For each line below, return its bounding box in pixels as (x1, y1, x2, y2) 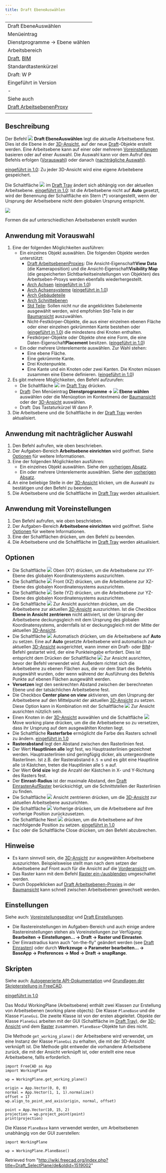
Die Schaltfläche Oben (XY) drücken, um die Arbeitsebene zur (12, 567, 146, 573)
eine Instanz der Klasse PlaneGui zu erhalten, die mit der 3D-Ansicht (5, 1038, 145, 1045)
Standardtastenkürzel (7, 63, 58, 70)
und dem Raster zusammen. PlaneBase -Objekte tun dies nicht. (21, 1023, 148, 1030)
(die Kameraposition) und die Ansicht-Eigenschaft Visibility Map (27, 266, 158, 272)
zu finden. (12, 788, 33, 794)
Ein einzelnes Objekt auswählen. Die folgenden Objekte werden (19, 250, 150, 256)
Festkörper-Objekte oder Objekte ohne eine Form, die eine (27, 334, 147, 341)
